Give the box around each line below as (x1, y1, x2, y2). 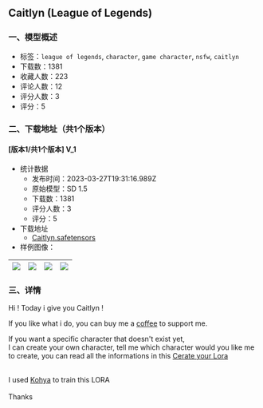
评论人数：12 (19, 81, 63, 91)
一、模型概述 (8, 32, 58, 43)
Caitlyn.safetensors (31, 232, 96, 242)
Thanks (8, 392, 33, 402)
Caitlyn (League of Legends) (8, 6, 153, 20)
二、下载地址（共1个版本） (8, 123, 110, 134)
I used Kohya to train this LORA (8, 375, 110, 385)
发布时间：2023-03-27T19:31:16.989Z (31, 173, 157, 183)
